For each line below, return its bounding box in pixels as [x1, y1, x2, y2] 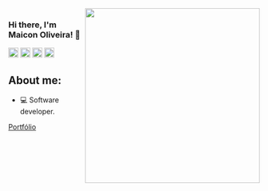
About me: [8, 74, 62, 87]
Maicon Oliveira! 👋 [8, 29, 81, 40]
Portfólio [8, 122, 37, 132]
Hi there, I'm [8, 19, 57, 30]
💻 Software [19, 95, 60, 105]
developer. [19, 107, 55, 117]
